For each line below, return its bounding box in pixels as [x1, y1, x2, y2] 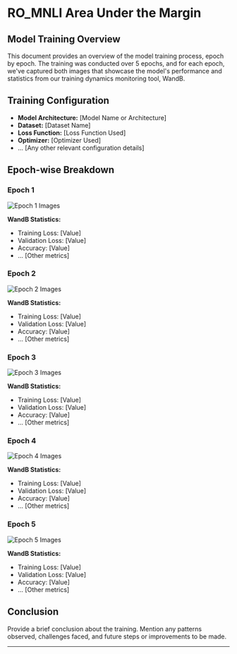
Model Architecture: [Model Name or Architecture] [17, 113, 167, 121]
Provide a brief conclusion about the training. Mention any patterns [7, 624, 202, 633]
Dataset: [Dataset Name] [17, 121, 91, 129]
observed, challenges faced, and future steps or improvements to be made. [7, 632, 227, 641]
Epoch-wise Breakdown [7, 164, 115, 176]
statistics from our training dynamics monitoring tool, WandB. [7, 74, 186, 83]
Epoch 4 [7, 436, 37, 446]
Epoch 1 [7, 185, 35, 195]
